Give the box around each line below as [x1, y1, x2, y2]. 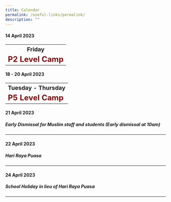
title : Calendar [5, 7, 40, 13]
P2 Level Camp [8, 54, 64, 64]
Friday [27, 45, 45, 53]
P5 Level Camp [8, 93, 64, 102]
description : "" [5, 17, 40, 22]
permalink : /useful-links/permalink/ [5, 12, 85, 17]
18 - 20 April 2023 [5, 71, 44, 77]
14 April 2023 [5, 33, 35, 39]
